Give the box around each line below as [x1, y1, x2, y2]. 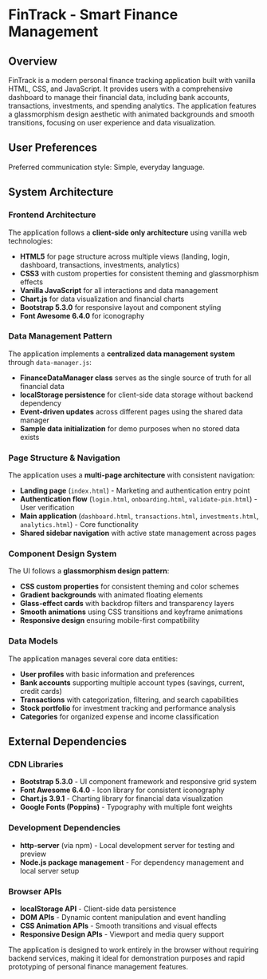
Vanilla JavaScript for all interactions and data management [19, 285, 218, 295]
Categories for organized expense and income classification [19, 711, 219, 721]
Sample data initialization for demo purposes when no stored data [19, 423, 241, 433]
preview [19, 849, 46, 858]
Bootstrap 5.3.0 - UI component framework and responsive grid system [19, 777, 257, 787]
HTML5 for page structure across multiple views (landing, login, [19, 252, 230, 261]
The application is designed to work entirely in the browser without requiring [8, 945, 259, 954]
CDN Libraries [8, 759, 64, 770]
